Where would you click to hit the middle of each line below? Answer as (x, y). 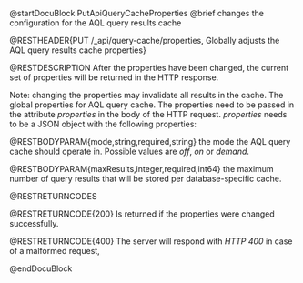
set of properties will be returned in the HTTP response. (114, 77)
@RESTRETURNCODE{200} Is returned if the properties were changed (142, 214)
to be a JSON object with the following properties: (103, 124)
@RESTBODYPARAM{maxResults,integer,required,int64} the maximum (142, 169)
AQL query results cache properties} (78, 50)
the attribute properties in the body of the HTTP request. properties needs (148, 114)
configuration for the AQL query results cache (96, 23)
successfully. (34, 223)
